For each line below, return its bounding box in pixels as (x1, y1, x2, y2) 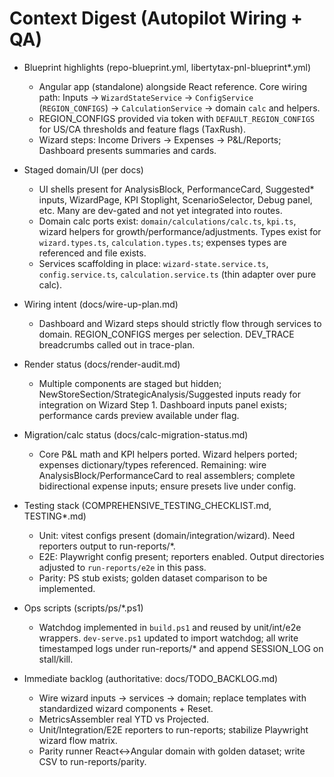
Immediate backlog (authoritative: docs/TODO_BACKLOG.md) (23, 672, 279, 684)
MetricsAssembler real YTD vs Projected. (38, 713, 210, 725)
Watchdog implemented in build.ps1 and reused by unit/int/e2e (38, 621, 302, 633)
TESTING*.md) (23, 510, 87, 522)
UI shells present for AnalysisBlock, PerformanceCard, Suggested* (38, 183, 315, 195)
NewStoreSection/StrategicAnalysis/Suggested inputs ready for (38, 388, 301, 400)
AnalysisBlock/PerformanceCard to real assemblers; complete (38, 469, 296, 481)
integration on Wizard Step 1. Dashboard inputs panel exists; (38, 398, 287, 411)
